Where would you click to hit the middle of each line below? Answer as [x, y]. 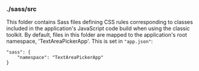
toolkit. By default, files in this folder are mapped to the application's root [97, 35]
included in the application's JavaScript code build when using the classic [98, 28]
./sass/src [22, 9]
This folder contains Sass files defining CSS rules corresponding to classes [99, 22]
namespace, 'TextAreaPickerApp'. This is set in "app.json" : [80, 42]
